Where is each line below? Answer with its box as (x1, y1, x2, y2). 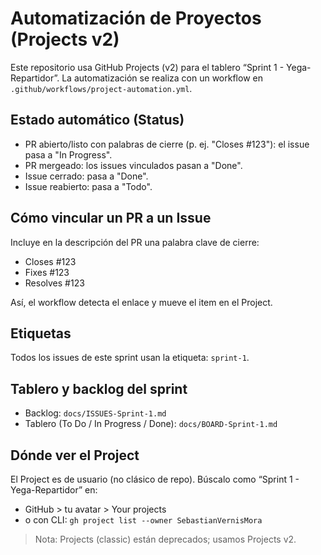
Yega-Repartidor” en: (10, 484, 98, 496)
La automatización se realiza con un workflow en (61, 72, 263, 84)
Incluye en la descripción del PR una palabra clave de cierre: (10, 236, 260, 248)
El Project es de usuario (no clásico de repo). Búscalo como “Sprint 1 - (10, 473, 300, 485)
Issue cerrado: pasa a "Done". (24, 170, 149, 182)
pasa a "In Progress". (24, 148, 113, 161)
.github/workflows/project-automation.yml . (10, 82, 193, 94)
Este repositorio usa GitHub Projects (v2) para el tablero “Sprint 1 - (10, 61, 285, 73)
